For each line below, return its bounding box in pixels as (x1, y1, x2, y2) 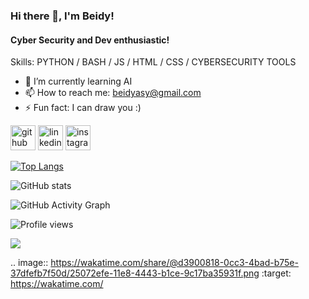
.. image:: (10, 257, 49, 269)
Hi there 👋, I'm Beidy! (10, 9, 115, 23)
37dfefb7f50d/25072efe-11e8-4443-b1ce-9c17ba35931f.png (10, 267, 260, 279)
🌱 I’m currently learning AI (24, 75, 133, 88)
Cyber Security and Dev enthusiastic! (10, 34, 170, 46)
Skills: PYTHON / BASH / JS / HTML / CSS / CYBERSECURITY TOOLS (10, 56, 297, 68)
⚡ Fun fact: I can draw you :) (24, 102, 142, 114)
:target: (261, 267, 292, 279)
